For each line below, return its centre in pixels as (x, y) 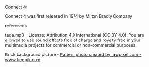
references (16, 26)
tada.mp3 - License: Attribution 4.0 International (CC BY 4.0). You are (75, 35)
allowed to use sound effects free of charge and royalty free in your (73, 40)
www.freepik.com (23, 60)
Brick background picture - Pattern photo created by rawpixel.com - (73, 54)
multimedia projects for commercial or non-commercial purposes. (71, 45)
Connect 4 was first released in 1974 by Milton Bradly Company (69, 16)
